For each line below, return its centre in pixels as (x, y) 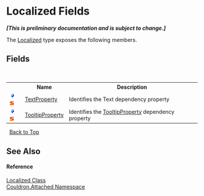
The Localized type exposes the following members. (72, 40)
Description (132, 87)
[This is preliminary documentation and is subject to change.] (86, 28)
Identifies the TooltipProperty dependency (122, 111)
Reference (20, 167)
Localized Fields (48, 11)
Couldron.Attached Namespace (46, 186)
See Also (23, 151)
